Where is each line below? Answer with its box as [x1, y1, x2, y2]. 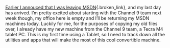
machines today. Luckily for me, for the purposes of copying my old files [5, 20, 158, 27]
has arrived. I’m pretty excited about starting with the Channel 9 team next [5, 10, 162, 16]
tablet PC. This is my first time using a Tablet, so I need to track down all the [5, 32, 165, 37]
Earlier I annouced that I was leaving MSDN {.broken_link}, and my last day [5, 5, 161, 10]
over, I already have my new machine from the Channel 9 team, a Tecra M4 [5, 26, 163, 32]
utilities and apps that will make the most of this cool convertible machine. [5, 37, 161, 43]
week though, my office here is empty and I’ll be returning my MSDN [5, 15, 150, 21]
